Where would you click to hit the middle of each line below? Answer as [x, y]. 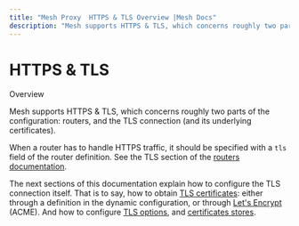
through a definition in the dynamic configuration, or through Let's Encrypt [145, 203]
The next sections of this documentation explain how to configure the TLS [145, 184]
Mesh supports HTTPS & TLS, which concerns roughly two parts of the [139, 111]
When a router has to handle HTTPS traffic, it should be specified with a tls [148, 148]
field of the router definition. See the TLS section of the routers [125, 157]
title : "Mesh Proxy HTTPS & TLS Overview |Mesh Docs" [113, 17]
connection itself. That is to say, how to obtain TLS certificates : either [136, 193]
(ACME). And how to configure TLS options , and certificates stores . [133, 212]
